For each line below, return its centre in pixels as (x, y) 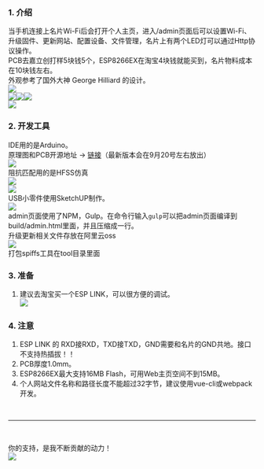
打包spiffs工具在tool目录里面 (54, 253)
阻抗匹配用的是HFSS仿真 (48, 172)
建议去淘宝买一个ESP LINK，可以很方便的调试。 (97, 294)
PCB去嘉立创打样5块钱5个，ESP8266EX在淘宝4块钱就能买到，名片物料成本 (130, 61)
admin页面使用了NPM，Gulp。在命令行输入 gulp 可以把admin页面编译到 (123, 216)
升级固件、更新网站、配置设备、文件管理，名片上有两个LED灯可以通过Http (128, 41)
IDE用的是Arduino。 (40, 145)
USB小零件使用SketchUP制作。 (59, 198)
